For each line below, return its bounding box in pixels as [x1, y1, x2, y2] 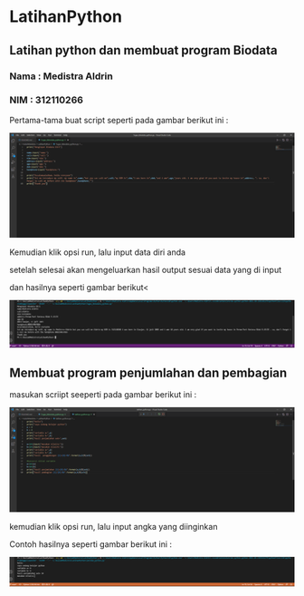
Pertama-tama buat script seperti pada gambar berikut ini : [9, 114, 229, 125]
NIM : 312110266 [9, 93, 84, 106]
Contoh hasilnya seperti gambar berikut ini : [9, 539, 173, 550]
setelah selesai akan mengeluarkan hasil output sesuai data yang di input [9, 265, 282, 276]
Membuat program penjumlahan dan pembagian [9, 365, 288, 380]
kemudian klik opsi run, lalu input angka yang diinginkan [9, 522, 218, 532]
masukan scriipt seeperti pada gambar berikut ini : [9, 389, 197, 400]
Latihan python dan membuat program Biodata [9, 43, 278, 58]
